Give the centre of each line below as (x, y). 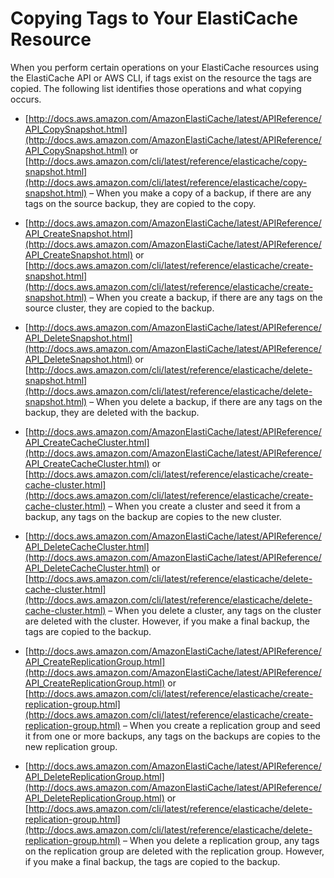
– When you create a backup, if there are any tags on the (206, 297)
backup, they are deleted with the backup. (112, 412)
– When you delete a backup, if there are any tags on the (206, 401)
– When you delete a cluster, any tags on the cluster (215, 610)
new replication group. (71, 746)
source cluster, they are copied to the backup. (119, 308)
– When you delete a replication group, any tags (221, 840)
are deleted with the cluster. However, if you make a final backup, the (167, 621)
